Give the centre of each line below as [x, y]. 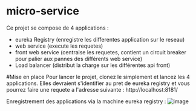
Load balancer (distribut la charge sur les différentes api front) [93, 65]
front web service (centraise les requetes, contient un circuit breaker [100, 52]
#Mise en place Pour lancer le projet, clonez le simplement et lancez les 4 [98, 77]
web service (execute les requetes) [59, 46]
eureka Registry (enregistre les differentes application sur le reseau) [100, 39]
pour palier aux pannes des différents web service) [79, 59]
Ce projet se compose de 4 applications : [57, 28]
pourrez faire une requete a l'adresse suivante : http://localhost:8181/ [92, 89]
